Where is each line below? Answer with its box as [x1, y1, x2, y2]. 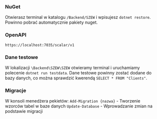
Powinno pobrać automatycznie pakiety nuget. [5, 19, 98, 25]
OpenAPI [5, 31, 27, 38]
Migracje [5, 87, 27, 94]
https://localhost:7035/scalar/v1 [5, 43, 75, 47]
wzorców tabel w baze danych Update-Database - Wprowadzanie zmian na [5, 103, 153, 109]
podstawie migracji [5, 108, 43, 114]
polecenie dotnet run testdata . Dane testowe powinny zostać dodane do [5, 70, 152, 75]
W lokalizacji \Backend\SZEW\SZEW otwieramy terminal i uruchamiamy [5, 64, 140, 71]
